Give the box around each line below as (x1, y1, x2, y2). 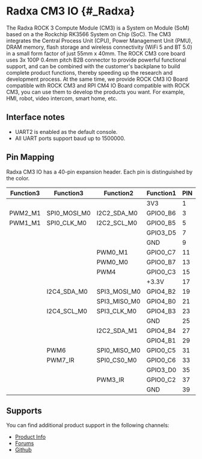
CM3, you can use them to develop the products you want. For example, (6, 88, 185, 95)
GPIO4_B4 (146, 326, 176, 335)
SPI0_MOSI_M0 (46, 209, 91, 217)
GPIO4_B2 (146, 287, 176, 296)
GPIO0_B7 (146, 258, 176, 266)
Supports (6, 405, 42, 416)
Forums (14, 440, 34, 447)
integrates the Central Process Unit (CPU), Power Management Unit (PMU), (6, 37, 193, 44)
